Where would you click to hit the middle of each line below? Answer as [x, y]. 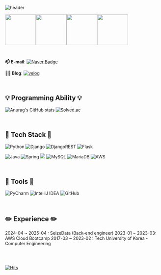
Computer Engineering [28, 244]
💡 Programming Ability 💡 [43, 98]
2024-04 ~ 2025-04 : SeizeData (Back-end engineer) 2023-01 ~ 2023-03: [81, 233]
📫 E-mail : [15, 62]
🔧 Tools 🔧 [20, 182]
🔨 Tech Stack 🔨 [28, 135]
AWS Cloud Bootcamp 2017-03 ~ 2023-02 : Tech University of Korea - [77, 238]
